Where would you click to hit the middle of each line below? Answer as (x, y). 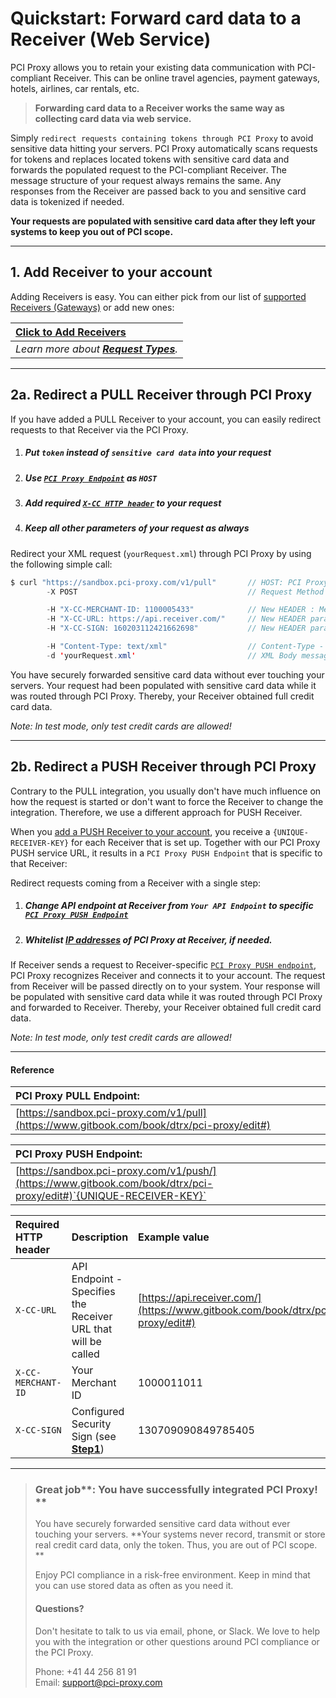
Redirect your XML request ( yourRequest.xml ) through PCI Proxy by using (161, 553)
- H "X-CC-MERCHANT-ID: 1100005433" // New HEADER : (180, 610)
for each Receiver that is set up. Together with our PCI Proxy (196, 842)
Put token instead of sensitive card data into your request (148, 453)
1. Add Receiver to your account (111, 272)
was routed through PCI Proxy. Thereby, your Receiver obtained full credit (162, 696)
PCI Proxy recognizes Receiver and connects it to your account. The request (168, 975)
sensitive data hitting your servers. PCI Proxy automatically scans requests (164, 148)
